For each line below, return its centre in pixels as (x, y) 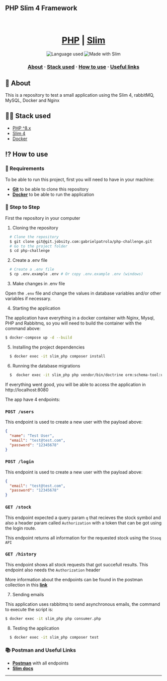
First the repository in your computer (43, 218)
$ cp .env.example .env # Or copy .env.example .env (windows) (76, 274)
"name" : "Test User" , (32, 436)
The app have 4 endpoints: (33, 399)
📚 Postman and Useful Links (41, 650)
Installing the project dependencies (48, 347)
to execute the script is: (29, 609)
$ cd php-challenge (30, 251)
